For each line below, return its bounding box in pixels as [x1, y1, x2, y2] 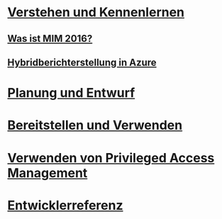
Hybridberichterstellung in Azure [7, 56, 157, 68]
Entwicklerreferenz [7, 197, 123, 213]
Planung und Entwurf [7, 85, 135, 101]
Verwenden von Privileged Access [7, 150, 215, 166]
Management [7, 164, 88, 181]
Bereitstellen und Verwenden [7, 118, 183, 133]
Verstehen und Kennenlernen [7, 4, 185, 21]
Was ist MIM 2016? [7, 33, 93, 45]
